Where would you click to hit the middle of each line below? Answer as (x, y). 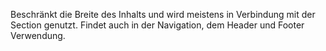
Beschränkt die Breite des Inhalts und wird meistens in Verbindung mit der (163, 14)
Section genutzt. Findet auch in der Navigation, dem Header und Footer (157, 25)
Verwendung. (38, 35)
